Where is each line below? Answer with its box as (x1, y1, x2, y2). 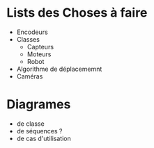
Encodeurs (16, 28, 48, 36)
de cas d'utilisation (16, 134, 71, 142)
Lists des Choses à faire (6, 5, 148, 21)
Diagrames (6, 97, 71, 113)
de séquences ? (16, 126, 63, 135)
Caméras (16, 72, 43, 81)
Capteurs (26, 42, 54, 51)
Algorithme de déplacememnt (16, 65, 102, 73)
